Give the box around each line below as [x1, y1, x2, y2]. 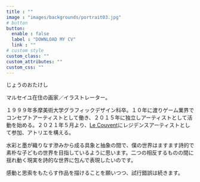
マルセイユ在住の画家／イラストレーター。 [6, 94, 111, 101]
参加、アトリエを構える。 [11, 129, 75, 136]
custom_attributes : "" [6, 58, 63, 64]
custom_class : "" [6, 53, 50, 59]
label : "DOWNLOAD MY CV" [11, 36, 76, 42]
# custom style [6, 48, 44, 54]
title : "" [6, 8, 33, 15]
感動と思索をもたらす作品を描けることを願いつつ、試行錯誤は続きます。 [6, 169, 183, 177]
